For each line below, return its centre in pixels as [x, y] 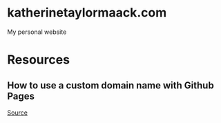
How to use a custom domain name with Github [110, 85]
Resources [39, 60]
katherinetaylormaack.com [87, 13]
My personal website [37, 32]
